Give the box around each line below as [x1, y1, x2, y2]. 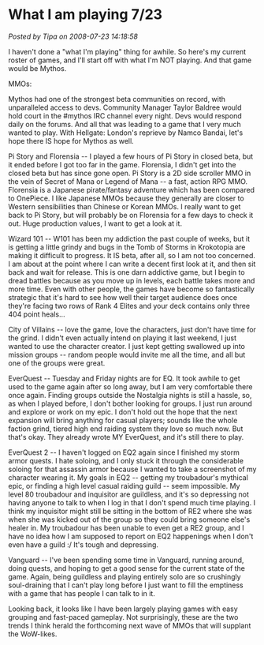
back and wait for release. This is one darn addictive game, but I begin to [8, 267, 246, 277]
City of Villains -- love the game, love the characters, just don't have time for [8, 324, 256, 334]
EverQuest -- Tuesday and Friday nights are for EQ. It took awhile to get [8, 373, 240, 383]
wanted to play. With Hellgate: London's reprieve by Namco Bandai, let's [8, 128, 244, 137]
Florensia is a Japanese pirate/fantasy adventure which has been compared [8, 185, 255, 194]
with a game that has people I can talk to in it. [8, 588, 155, 598]
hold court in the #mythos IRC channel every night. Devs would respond [8, 111, 242, 120]
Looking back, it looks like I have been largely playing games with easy [8, 604, 238, 613]
